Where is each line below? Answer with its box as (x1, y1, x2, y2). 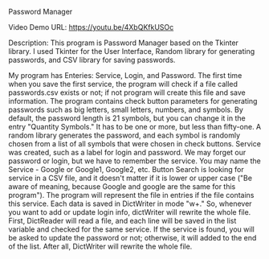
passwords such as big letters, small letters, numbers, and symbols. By (8, 105, 243, 114)
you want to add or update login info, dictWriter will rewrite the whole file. (8, 208, 251, 216)
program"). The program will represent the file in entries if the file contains (8, 191, 255, 199)
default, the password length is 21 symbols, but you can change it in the (8, 113, 247, 123)
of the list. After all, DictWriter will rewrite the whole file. (8, 241, 193, 251)
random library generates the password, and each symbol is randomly (8, 130, 241, 140)
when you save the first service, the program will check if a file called (8, 80, 238, 88)
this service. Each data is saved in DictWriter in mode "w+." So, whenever (8, 199, 252, 208)
